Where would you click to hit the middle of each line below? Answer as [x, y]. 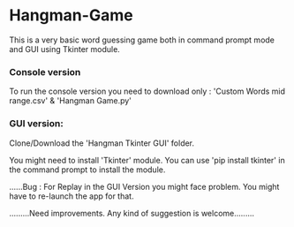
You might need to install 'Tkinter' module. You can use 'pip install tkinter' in [147, 160]
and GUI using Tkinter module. [65, 49]
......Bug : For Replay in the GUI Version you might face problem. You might [144, 186]
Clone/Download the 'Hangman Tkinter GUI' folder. [102, 143]
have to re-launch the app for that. [72, 196]
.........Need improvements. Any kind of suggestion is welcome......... [132, 213]
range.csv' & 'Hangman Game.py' [71, 101]
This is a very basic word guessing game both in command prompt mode [142, 40]
